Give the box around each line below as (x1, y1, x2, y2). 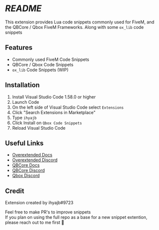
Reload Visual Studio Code (12, 125, 66, 131)
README (5, 3, 42, 14)
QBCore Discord (12, 168, 45, 173)
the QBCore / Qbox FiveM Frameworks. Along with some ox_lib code (5, 24, 144, 30)
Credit (5, 187, 24, 195)
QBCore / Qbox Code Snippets (12, 61, 74, 67)
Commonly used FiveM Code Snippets (12, 57, 89, 62)
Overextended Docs (12, 152, 53, 158)
